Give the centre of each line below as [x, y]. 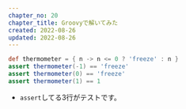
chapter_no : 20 [33, 15]
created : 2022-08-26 [42, 30]
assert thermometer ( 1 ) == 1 [55, 81]
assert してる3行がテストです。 [70, 97]
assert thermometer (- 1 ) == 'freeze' [68, 67]
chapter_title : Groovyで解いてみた [63, 23]
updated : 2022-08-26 [42, 38]
